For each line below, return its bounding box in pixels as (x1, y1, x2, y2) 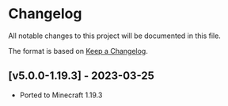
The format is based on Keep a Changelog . (8, 46, 148, 55)
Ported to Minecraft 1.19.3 (19, 90, 103, 100)
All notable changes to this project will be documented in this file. (8, 31, 222, 40)
